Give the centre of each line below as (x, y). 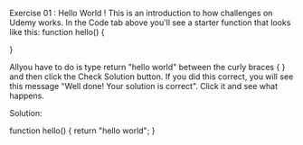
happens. (27, 95)
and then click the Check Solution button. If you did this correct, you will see (151, 77)
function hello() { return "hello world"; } (82, 131)
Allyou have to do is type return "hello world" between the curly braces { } (147, 67)
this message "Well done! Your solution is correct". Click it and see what (144, 86)
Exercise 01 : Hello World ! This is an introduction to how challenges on (141, 13)
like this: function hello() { (57, 32)
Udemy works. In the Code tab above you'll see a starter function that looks (150, 23)
